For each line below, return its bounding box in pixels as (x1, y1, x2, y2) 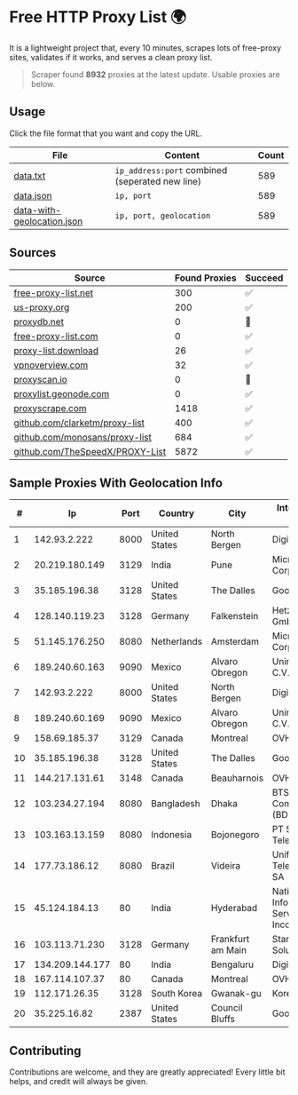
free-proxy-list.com (13, 329, 99, 342)
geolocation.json (13, 215, 83, 227)
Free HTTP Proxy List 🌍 (9, 7, 187, 28)
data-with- (13, 203, 62, 216)
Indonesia (150, 829, 192, 841)
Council (210, 1002, 243, 1014)
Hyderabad (210, 902, 258, 915)
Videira (210, 860, 241, 872)
